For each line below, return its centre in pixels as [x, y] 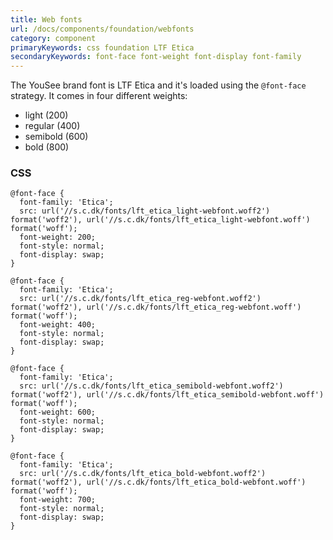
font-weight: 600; [58, 412]
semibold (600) [56, 137]
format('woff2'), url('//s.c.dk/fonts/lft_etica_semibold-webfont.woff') [167, 395]
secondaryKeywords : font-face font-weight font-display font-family [156, 57]
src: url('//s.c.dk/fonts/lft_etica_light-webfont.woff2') [145, 211]
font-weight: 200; [58, 237]
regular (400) [52, 126]
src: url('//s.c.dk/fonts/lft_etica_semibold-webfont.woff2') [151, 386]
